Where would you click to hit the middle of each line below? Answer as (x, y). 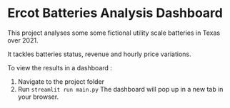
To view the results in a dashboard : (60, 67)
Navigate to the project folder (61, 81)
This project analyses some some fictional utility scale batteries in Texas (114, 33)
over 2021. (23, 40)
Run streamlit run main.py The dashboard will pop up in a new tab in (120, 89)
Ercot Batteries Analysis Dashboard (115, 13)
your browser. (38, 97)
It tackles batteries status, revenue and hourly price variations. (99, 54)
